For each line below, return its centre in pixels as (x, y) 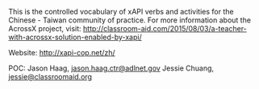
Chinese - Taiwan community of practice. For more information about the (130, 20)
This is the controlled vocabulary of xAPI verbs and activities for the (121, 12)
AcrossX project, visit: (45, 28)
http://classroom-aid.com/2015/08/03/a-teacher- (165, 28)
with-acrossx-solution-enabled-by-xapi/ (75, 37)
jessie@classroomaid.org (50, 77)
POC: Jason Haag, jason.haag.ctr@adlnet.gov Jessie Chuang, (111, 68)
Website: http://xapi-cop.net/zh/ (62, 53)
